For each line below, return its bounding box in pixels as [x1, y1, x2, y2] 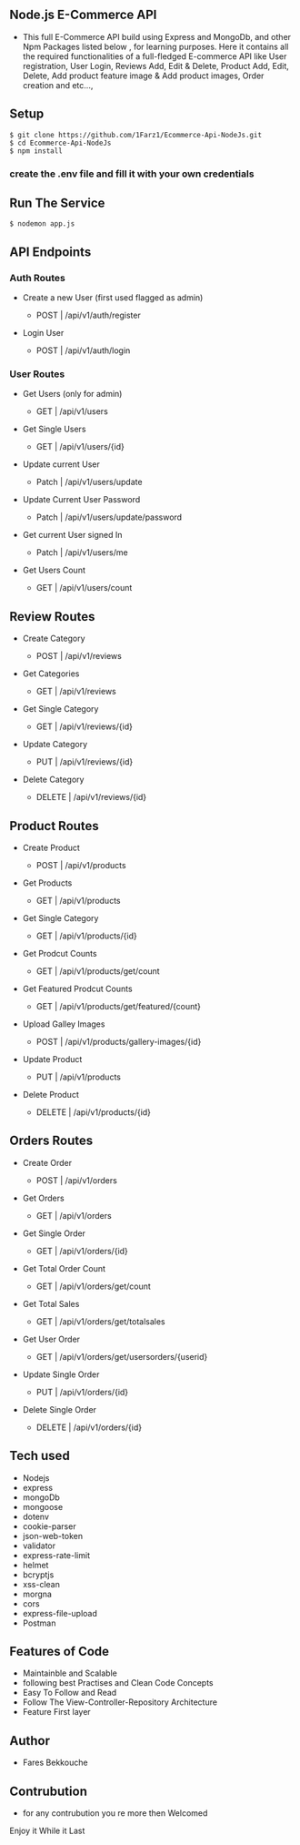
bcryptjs [22, 1569, 55, 1580]
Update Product [22, 1053, 83, 1064]
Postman [22, 1617, 56, 1628]
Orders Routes [9, 1133, 94, 1149]
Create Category [22, 633, 85, 644]
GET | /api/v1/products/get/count [35, 965, 161, 977]
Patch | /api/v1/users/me [35, 547, 129, 558]
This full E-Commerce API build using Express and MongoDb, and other [22, 31, 292, 42]
